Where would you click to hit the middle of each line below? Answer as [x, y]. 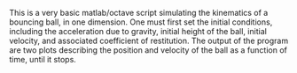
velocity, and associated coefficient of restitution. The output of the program [149, 40]
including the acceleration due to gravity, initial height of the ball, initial [138, 31]
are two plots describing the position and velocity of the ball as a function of [148, 50]
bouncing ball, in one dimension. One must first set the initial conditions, [141, 22]
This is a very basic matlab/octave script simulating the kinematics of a [139, 13]
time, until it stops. [43, 59]
